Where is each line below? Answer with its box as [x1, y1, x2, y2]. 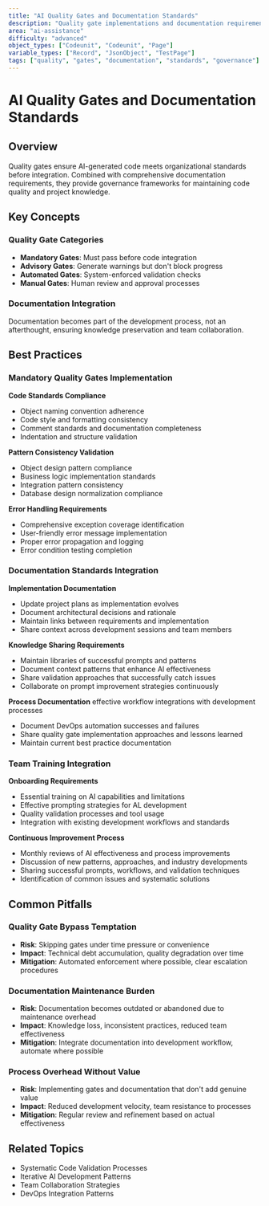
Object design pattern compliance [19, 462, 133, 472]
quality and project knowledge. [8, 186, 110, 197]
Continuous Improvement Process [8, 833, 125, 843]
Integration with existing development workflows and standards [19, 817, 230, 827]
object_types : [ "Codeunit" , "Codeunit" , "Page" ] [8, 42, 174, 50]
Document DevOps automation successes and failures [19, 720, 200, 731]
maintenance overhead [19, 1012, 97, 1022]
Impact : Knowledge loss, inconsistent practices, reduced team [19, 1021, 227, 1030]
